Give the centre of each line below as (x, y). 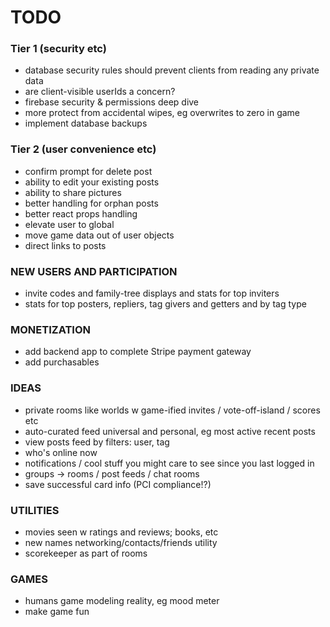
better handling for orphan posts (91, 203)
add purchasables (62, 362)
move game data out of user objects (99, 235)
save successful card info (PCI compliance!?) (118, 484)
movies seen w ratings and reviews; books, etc (121, 532)
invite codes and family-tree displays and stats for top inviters (152, 293)
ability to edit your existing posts (92, 182)
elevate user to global (69, 224)
